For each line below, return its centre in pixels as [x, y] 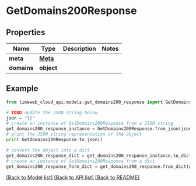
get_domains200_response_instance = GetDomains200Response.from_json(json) [100, 129]
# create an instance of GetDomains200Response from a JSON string [90, 124]
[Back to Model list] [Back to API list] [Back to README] [73, 178]
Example [22, 89]
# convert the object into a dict [48, 150]
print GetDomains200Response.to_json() [55, 140]
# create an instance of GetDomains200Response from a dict [81, 161]
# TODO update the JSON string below [52, 113]
